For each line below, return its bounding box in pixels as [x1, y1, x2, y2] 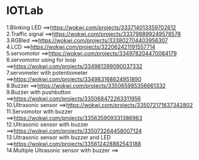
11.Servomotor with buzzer [6, 108, 73, 115]
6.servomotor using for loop [6, 56, 76, 63]
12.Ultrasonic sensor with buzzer [6, 120, 89, 128]
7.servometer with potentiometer [6, 69, 88, 76]
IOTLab [6, 4, 44, 18]
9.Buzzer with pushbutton [6, 88, 71, 96]
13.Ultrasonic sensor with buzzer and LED [6, 133, 111, 141]
